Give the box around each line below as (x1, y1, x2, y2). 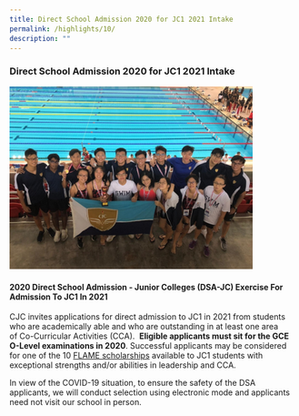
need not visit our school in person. (9, 397, 143, 408)
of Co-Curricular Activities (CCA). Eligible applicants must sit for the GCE (9, 330, 289, 341)
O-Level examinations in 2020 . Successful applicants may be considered (9, 340, 287, 351)
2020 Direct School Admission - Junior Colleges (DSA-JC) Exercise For (9, 281, 284, 292)
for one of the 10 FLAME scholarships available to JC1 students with (9, 350, 264, 361)
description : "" (9, 34, 71, 43)
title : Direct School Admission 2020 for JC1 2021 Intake (9, 15, 234, 24)
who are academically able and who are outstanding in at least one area (9, 321, 279, 332)
